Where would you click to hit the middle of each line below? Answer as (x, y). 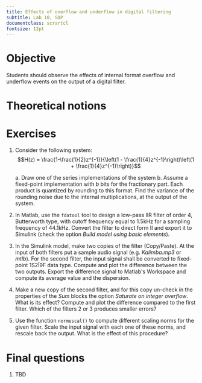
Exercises (31, 134)
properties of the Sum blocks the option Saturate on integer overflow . (102, 296)
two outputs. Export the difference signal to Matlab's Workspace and (100, 271)
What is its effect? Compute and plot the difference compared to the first (105, 303)
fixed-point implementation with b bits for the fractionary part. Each (99, 184)
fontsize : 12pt (25, 29)
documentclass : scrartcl (37, 23)
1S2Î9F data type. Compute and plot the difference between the (108, 265)
